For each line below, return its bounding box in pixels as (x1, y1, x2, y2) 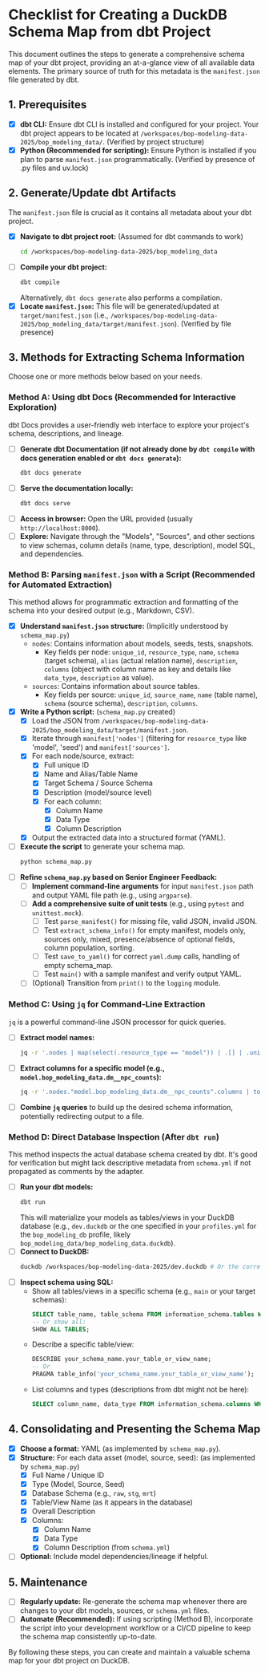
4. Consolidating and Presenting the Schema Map (8, 1422, 261, 1436)
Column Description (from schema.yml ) (43, 1542, 171, 1553)
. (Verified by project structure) (102, 136, 205, 146)
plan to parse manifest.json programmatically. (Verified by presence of (19, 154, 255, 164)
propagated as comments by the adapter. (8, 1166, 145, 1176)
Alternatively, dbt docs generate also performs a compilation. (19, 293, 223, 302)
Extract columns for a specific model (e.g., (19, 1063, 166, 1072)
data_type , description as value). (43, 673, 155, 683)
